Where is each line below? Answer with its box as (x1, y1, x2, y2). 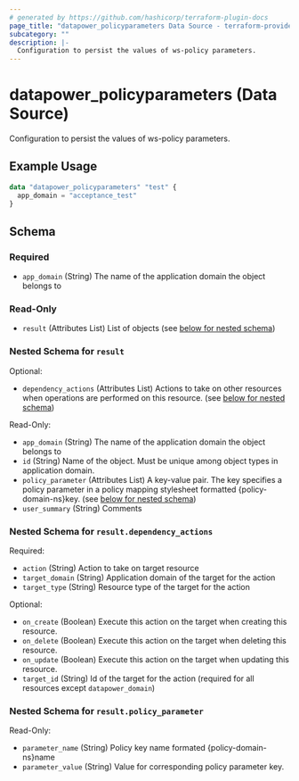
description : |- (9, 37, 69, 47)
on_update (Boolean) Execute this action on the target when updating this (21, 654, 289, 665)
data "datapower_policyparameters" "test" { (9, 182, 177, 192)
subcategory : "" (9, 29, 69, 38)
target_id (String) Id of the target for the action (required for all (21, 673, 255, 684)
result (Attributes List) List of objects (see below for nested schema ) (21, 323, 276, 334)
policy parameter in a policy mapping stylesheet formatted (21, 484, 237, 494)
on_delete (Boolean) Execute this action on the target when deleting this (21, 636, 287, 646)
